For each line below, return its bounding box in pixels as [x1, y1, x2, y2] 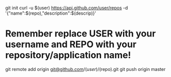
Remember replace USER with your [5, 28, 156, 40]
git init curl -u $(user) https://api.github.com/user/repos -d [5, 5, 128, 11]
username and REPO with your [5, 38, 136, 50]
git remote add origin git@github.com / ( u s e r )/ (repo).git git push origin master [5, 66, 166, 72]
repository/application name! [5, 50, 131, 61]
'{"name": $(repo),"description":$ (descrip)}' [5, 10, 97, 16]
